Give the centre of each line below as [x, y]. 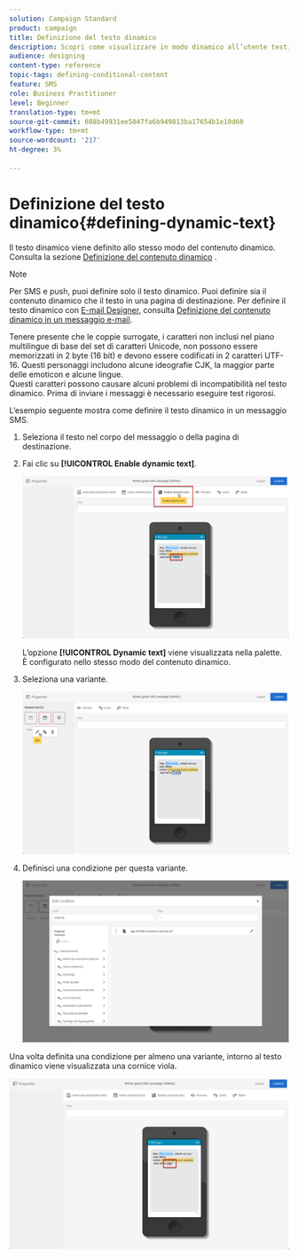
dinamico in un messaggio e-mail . [71, 319]
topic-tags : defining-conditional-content [89, 75]
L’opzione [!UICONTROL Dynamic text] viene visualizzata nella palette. [152, 652]
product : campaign [43, 28]
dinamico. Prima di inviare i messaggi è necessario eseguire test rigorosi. [143, 393]
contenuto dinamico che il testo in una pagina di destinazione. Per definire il [148, 301]
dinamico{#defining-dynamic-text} [143, 223]
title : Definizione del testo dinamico [83, 37]
